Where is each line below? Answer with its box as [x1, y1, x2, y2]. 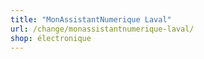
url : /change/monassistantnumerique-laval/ [10, 24, 195, 34]
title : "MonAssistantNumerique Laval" [10, 14, 172, 25]
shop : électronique [10, 33, 92, 43]
